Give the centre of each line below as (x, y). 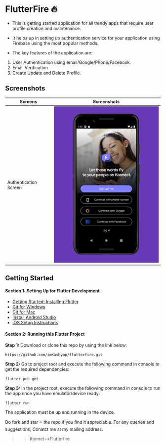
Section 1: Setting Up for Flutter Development (52, 291)
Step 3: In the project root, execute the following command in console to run (83, 388)
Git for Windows (29, 307)
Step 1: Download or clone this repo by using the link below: (66, 345)
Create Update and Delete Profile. (47, 73)
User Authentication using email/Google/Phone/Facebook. (72, 62)
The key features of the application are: (52, 52)
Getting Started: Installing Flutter (45, 302)
